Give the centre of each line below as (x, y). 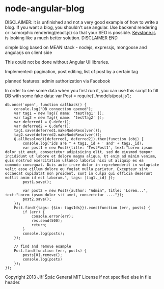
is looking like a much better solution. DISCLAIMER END (61, 38)
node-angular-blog (45, 9)
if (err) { (34, 212)
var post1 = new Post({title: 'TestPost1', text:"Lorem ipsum (88, 148)
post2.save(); (37, 199)
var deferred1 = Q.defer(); (42, 122)
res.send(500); (47, 221)
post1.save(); (37, 182)
